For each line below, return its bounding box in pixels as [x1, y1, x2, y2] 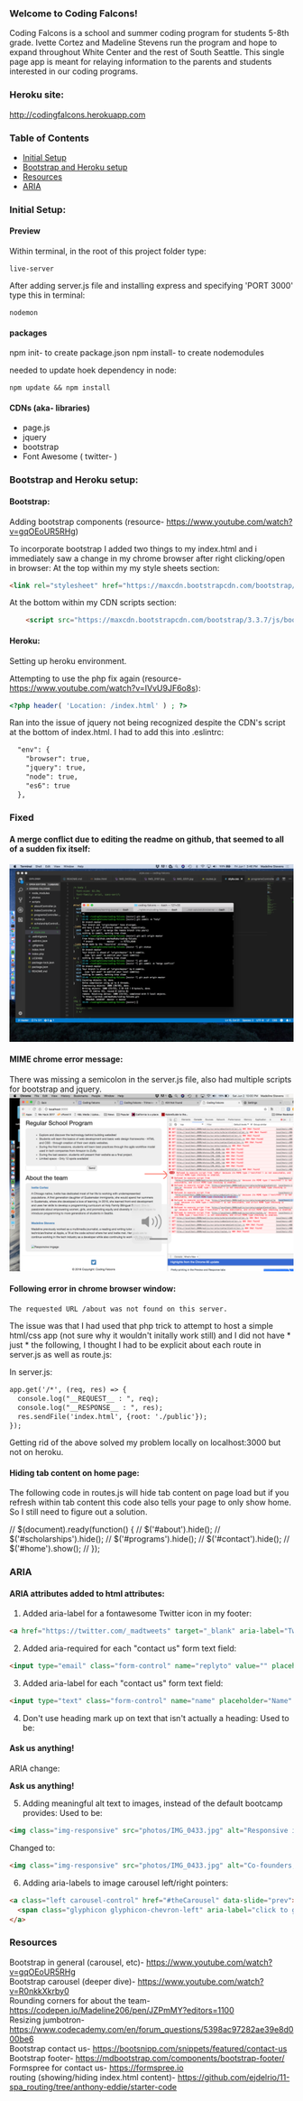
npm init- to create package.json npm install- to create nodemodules [9, 347, 264, 358]
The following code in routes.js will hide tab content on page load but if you [9, 1488, 289, 1498]
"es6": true [25, 781, 70, 791]
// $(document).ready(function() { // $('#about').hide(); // [9, 1524, 221, 1535]
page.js [22, 422, 50, 433]
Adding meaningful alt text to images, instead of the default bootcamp [22, 1798, 283, 1809]
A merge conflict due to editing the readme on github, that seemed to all [9, 834, 284, 844]
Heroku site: [9, 88, 65, 101]
